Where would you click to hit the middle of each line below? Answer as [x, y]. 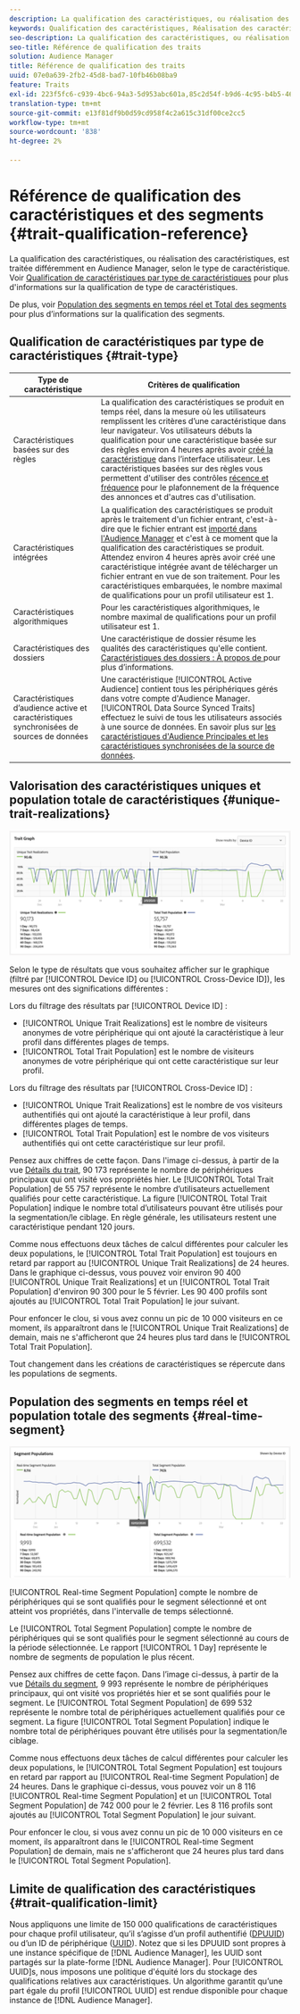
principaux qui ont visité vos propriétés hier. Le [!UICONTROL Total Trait [142, 1179]
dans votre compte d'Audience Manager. [176, 699]
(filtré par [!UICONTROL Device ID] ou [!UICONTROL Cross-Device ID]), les [147, 979]
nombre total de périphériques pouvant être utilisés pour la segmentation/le [148, 1731]
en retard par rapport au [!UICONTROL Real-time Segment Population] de [144, 1777]
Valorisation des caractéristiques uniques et [135, 786]
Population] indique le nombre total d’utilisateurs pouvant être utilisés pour [146, 1208]
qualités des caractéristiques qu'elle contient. [184, 648]
